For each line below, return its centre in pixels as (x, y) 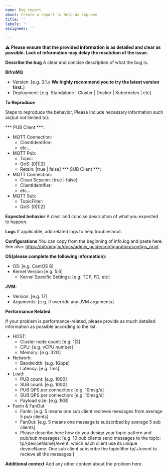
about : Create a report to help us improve (51, 15)
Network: (22, 358)
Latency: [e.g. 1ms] (39, 369)
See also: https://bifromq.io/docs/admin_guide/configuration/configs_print (82, 247)
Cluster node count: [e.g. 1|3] (50, 342)
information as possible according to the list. (51, 327)
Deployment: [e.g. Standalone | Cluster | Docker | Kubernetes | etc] (82, 93)
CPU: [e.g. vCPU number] (47, 347)
